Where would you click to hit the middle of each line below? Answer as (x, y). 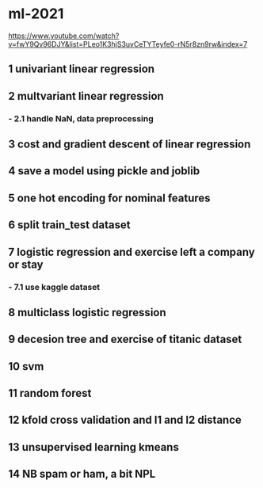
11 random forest (50, 393)
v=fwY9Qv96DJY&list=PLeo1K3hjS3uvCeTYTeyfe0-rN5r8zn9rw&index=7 (128, 44)
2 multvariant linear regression (86, 96)
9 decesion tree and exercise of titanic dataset (125, 339)
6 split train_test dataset (69, 225)
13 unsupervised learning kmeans (94, 447)
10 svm (26, 366)
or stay (26, 264)
